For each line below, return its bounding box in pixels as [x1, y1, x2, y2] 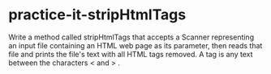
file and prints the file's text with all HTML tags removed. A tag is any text [8, 49, 253, 59]
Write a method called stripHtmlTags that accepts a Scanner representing [8, 32, 254, 42]
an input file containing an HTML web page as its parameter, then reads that [8, 40, 263, 50]
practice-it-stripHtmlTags [8, 6, 187, 24]
